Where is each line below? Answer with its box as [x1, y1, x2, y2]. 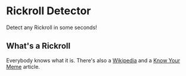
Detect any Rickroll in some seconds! [6, 24, 97, 31]
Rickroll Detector [6, 4, 91, 18]
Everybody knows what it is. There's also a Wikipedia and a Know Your [6, 56, 181, 64]
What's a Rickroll [6, 41, 70, 51]
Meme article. [6, 63, 41, 70]
